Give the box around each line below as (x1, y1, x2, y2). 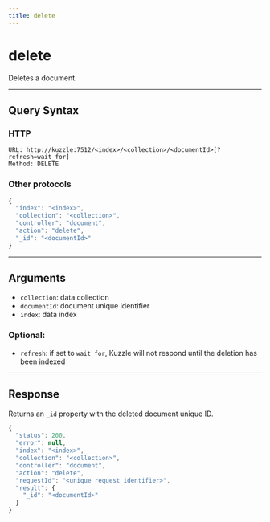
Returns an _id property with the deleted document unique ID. (8, 409, 214, 418)
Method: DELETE (8, 160, 59, 169)
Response (8, 387, 60, 402)
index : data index (19, 310, 78, 320)
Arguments (8, 271, 67, 285)
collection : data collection (19, 292, 110, 302)
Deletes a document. (8, 73, 78, 83)
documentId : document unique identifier (19, 301, 150, 311)
